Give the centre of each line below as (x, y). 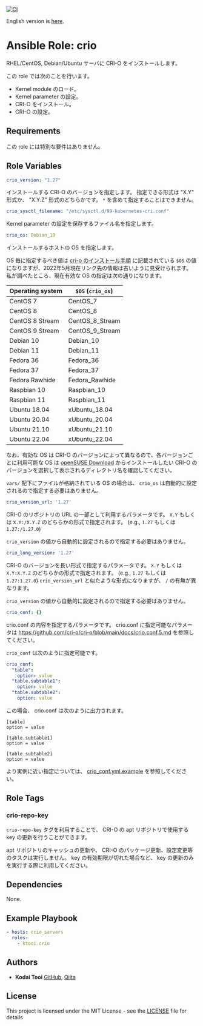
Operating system (36, 291)
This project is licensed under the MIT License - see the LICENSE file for (96, 1011)
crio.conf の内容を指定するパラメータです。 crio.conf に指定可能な (89, 624)
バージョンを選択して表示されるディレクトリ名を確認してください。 (91, 470)
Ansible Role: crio (52, 46)
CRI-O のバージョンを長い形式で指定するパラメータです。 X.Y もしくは (94, 565)
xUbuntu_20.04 (91, 420)
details (15, 1017)
